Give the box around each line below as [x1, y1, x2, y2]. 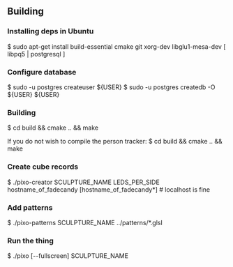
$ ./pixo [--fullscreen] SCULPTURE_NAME [7, 252, 129, 260]
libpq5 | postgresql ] [7, 49, 66, 58]
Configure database [7, 67, 77, 77]
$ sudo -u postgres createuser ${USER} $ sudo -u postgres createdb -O [7, 83, 216, 91]
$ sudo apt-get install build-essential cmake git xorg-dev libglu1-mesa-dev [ [7, 42, 226, 51]
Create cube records [7, 162, 79, 171]
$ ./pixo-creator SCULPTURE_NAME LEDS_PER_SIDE [7, 178, 160, 186]
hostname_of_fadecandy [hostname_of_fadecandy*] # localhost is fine [7, 185, 211, 194]
